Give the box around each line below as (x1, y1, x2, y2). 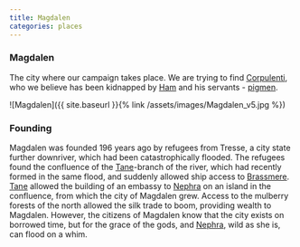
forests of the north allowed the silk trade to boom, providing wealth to (9, 200, 272, 211)
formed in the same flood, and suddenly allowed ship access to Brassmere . (9, 171, 290, 182)
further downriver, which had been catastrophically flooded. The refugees (9, 152, 286, 163)
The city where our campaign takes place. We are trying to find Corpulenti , (9, 71, 287, 82)
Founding (9, 121, 52, 134)
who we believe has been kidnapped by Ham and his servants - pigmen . (9, 81, 278, 92)
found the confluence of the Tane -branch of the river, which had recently (9, 162, 282, 173)
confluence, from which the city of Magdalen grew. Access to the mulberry (9, 191, 289, 202)
